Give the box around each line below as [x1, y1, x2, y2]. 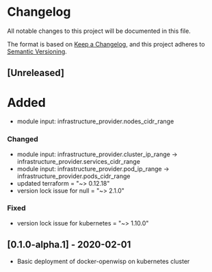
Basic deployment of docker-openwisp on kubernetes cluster [16, 257, 190, 265]
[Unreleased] [7, 67, 65, 79]
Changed [7, 134, 39, 144]
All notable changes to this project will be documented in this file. [7, 27, 191, 35]
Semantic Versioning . [7, 47, 67, 55]
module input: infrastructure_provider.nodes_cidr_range [16, 117, 174, 125]
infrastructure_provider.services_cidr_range [16, 157, 140, 165]
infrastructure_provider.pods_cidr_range [16, 172, 131, 180]
